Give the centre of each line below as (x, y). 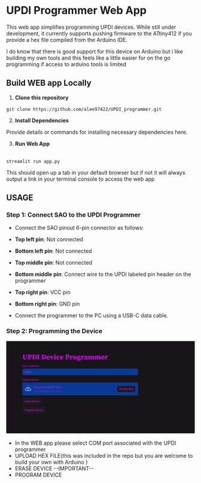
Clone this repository (42, 97)
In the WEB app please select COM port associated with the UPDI (95, 443)
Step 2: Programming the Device (54, 331)
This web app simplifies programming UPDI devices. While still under (91, 27)
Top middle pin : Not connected (54, 263)
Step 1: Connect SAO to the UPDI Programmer (73, 215)
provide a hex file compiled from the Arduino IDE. (67, 40)
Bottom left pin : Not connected (53, 251)
